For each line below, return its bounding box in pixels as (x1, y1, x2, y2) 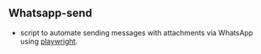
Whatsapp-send (8, 6, 93, 20)
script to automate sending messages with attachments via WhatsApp (19, 27, 254, 37)
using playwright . (19, 36, 78, 46)
